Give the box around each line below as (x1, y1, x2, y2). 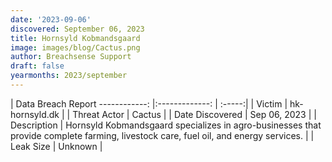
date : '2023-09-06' (10, 14, 92, 25)
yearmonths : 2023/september (10, 71, 128, 81)
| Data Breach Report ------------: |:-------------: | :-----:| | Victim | (10, 97, 288, 110)
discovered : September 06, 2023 (10, 24, 145, 34)
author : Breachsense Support (10, 52, 132, 62)
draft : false (10, 61, 65, 71)
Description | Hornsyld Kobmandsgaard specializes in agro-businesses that (10, 119, 322, 131)
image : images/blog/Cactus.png (10, 42, 141, 53)
